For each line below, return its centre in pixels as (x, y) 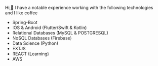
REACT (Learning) (31, 54)
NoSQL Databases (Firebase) (42, 38)
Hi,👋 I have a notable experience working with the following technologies (79, 8)
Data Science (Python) (35, 43)
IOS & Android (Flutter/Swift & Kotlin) (50, 28)
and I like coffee (21, 13)
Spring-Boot (25, 22)
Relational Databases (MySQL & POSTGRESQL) (60, 33)
